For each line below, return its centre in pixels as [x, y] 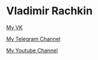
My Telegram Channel [33, 39]
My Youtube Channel [32, 50]
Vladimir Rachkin [49, 11]
